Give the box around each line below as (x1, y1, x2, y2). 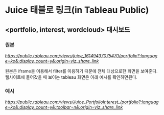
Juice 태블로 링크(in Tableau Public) (5, 4, 149, 16)
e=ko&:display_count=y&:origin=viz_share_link (5, 58, 99, 64)
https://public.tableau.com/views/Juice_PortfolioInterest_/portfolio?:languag (5, 99, 159, 105)
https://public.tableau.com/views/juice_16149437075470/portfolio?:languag (5, 52, 158, 59)
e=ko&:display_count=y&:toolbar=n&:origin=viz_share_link (5, 104, 123, 110)
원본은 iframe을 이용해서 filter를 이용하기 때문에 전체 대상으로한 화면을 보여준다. (5, 68, 158, 74)
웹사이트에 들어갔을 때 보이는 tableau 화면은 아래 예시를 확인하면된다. (5, 74, 138, 80)
